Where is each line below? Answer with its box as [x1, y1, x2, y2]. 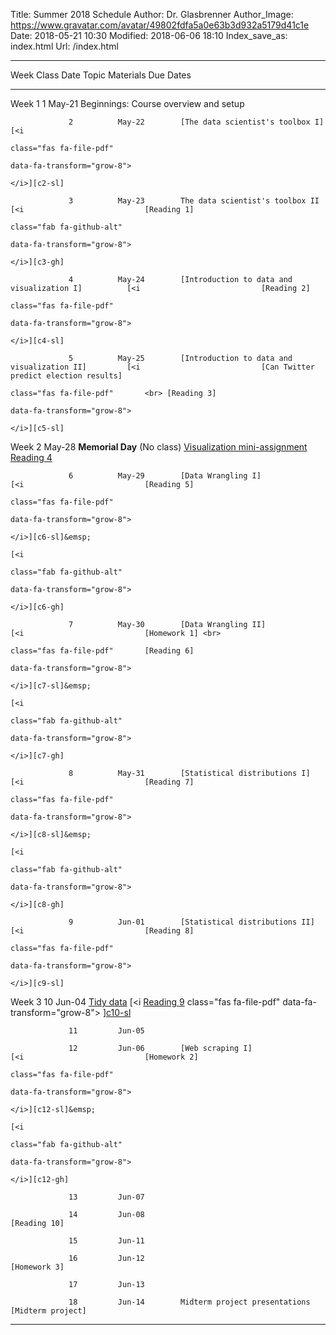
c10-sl [106, 1007, 132, 1018]
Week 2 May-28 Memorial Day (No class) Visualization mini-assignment [10, 441, 308, 453]
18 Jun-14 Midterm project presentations [68, 1297, 311, 1307]
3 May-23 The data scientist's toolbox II [68, 196, 320, 206]
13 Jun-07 [68, 1192, 145, 1202]
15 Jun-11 [68, 1236, 145, 1246]
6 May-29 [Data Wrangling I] [68, 471, 262, 481]
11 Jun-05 [68, 1026, 145, 1036]
